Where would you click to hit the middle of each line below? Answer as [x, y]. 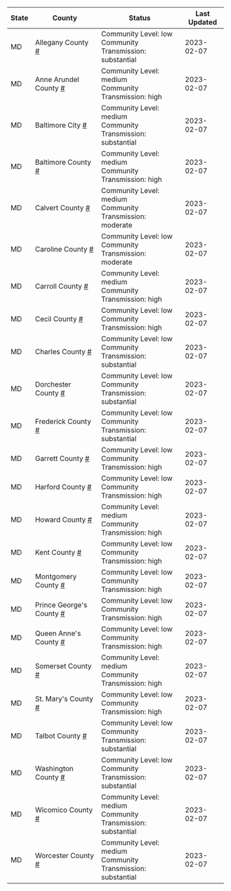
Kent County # [58, 552]
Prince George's [61, 605]
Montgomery [56, 576]
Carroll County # [62, 286]
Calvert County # [63, 208]
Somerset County [63, 666]
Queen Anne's [58, 633]
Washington [54, 769]
